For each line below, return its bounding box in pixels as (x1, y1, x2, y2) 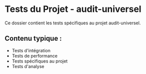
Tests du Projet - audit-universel (4, 3, 142, 15)
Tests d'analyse (11, 63, 44, 69)
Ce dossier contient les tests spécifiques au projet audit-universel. (4, 20, 141, 26)
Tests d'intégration (11, 47, 51, 53)
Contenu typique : (4, 34, 62, 43)
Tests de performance (11, 53, 58, 59)
